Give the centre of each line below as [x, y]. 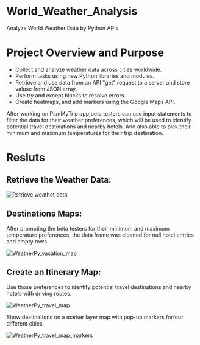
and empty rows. [27, 241]
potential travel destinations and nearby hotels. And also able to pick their [98, 127]
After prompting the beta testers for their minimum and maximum [88, 228]
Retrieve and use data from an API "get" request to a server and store [102, 82]
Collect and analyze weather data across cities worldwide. [88, 69]
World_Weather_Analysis [72, 11]
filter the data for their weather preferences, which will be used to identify [99, 120]
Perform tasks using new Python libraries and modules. [84, 76]
